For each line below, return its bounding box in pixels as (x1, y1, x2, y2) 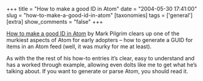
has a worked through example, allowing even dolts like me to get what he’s (6, 61, 197, 68)
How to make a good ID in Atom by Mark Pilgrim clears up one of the (6, 30, 180, 37)
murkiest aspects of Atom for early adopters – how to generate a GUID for (6, 37, 193, 43)
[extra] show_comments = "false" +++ (6, 18, 103, 25)
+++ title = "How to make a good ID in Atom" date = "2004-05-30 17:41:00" (6, 5, 197, 12)
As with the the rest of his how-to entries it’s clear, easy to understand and (6, 55, 195, 62)
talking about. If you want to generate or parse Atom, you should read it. (6, 68, 188, 75)
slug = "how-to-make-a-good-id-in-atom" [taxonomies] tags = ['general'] (6, 12, 193, 19)
